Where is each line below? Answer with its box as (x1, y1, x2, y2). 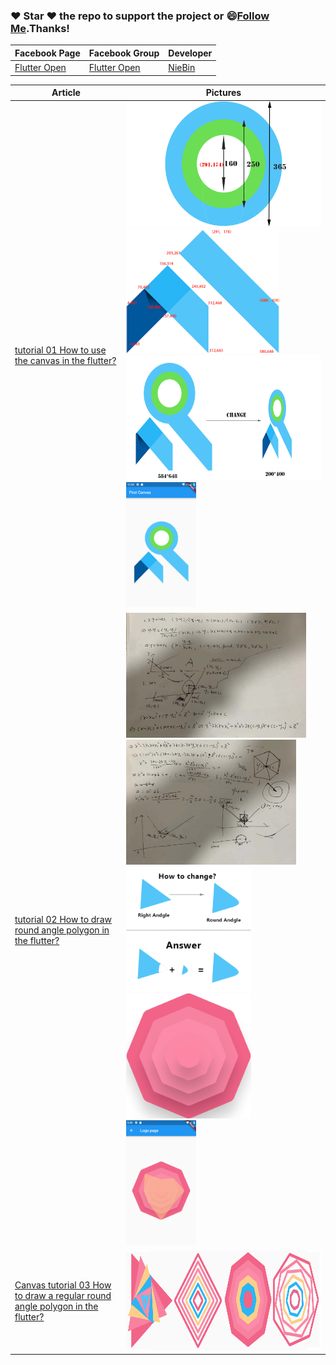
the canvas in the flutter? (14, 355, 117, 367)
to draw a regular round (14, 1290, 112, 1302)
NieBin (168, 62, 196, 74)
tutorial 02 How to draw (14, 913, 112, 925)
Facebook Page (14, 47, 81, 59)
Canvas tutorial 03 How (14, 1279, 112, 1291)
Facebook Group (88, 47, 160, 59)
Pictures (205, 87, 242, 99)
